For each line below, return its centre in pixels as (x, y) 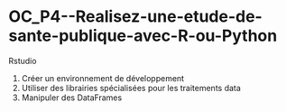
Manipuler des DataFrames (72, 98)
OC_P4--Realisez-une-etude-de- (135, 17)
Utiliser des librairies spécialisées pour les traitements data (131, 88)
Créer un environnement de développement (103, 78)
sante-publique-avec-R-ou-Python (143, 36)
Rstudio (23, 61)
